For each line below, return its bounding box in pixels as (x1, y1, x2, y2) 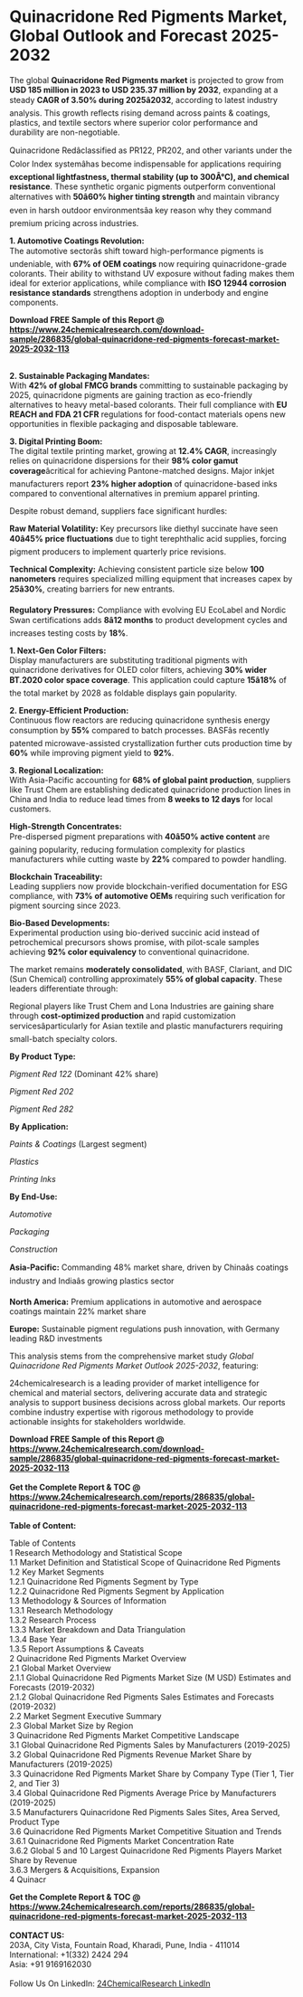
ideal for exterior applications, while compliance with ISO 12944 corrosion (9, 278, 287, 289)
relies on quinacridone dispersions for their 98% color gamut (9, 455, 239, 466)
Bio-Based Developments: (9, 917, 110, 928)
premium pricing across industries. (9, 217, 139, 228)
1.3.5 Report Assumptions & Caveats (9, 1643, 145, 1654)
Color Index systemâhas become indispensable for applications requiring (9, 158, 282, 169)
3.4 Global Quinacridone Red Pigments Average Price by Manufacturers (9, 1787, 277, 1798)
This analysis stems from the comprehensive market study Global (9, 1350, 254, 1361)
